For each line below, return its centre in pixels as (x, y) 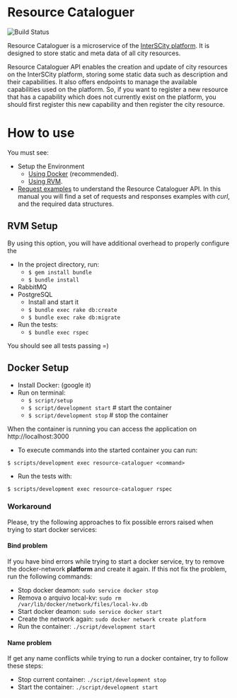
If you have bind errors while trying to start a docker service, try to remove (116, 562)
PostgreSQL (35, 294)
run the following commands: (50, 576)
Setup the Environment (51, 166)
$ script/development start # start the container (100, 407)
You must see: (28, 152)
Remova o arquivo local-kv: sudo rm (69, 598)
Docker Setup (38, 368)
